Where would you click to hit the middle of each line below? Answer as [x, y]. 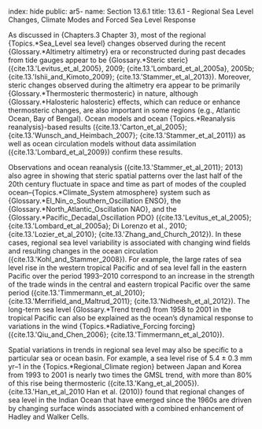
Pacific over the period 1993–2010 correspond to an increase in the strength [131, 276]
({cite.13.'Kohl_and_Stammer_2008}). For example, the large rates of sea [125, 259]
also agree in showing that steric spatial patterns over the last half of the [125, 176]
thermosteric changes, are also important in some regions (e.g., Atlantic [124, 110]
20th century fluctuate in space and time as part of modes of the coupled [127, 184]
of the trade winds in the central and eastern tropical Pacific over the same [129, 284]
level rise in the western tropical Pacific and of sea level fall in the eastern [127, 268]
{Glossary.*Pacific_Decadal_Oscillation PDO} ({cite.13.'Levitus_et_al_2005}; [130, 217]
